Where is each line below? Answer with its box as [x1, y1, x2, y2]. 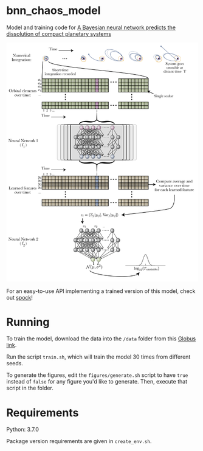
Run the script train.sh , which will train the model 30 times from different [6, 353, 191, 360]
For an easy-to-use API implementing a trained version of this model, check [6, 287, 196, 295]
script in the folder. [6, 384, 53, 392]
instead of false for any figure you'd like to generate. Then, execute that [6, 378, 187, 385]
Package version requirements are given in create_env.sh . [6, 438, 152, 445]
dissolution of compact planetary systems [6, 30, 111, 37]
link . [6, 342, 17, 349]
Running [6, 315, 50, 329]
